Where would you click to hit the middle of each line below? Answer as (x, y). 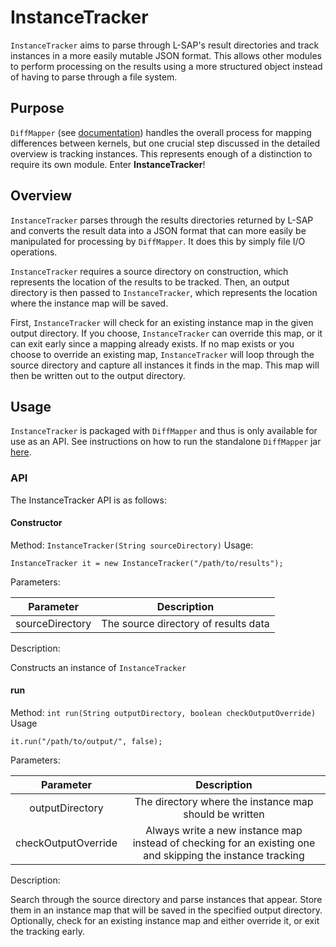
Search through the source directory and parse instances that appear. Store (166, 900)
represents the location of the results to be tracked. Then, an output (150, 282)
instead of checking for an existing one (224, 843)
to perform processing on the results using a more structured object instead (166, 66)
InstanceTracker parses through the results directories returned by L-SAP (162, 220)
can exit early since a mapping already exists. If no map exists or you (152, 343)
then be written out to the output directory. (98, 375)
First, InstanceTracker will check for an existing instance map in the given (162, 322)
